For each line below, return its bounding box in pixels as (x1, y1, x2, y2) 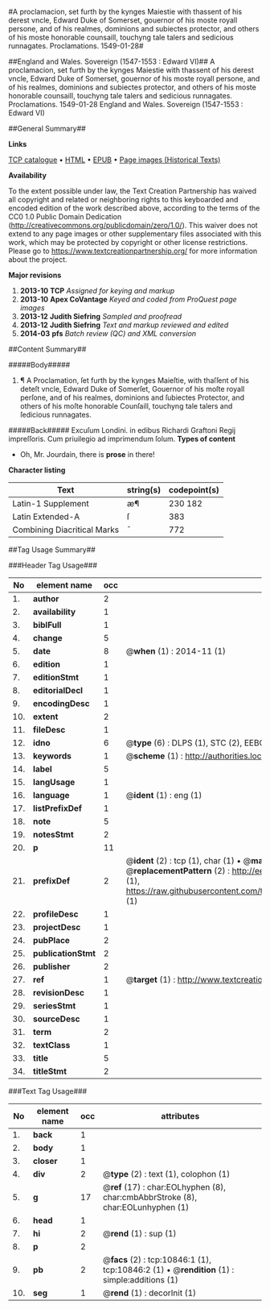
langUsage (33, 777, 76, 787)
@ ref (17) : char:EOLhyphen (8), (103, 1182, 227, 1192)
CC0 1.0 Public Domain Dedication (8, 212, 122, 221)
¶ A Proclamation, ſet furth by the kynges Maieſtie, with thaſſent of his (19, 376, 249, 385)
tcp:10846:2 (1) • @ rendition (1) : (103, 1265, 235, 1275)
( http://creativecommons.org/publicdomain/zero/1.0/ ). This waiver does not (8, 221, 259, 230)
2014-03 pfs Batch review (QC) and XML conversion (19, 329, 197, 338)
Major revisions (8, 270, 62, 280)
